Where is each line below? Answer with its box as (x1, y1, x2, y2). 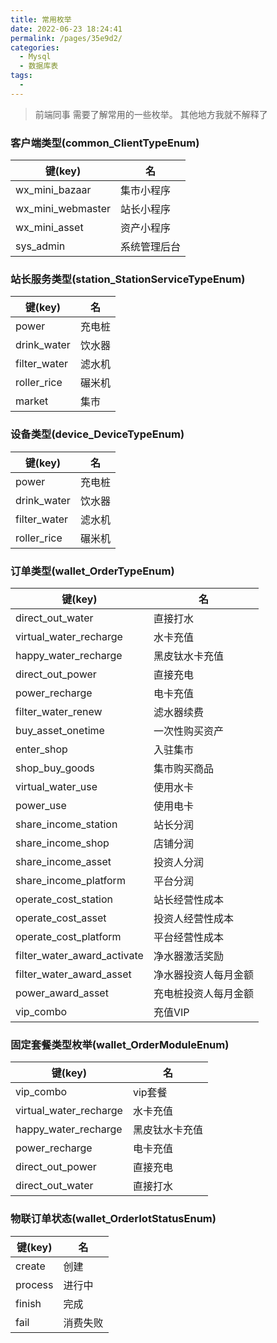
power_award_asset (15, 986, 109, 1000)
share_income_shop (15, 836, 110, 850)
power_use (15, 798, 67, 812)
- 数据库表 (19, 61, 59, 71)
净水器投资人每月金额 (153, 967, 254, 981)
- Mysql (19, 52, 52, 62)
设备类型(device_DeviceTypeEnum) (10, 427, 185, 441)
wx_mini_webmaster (15, 202, 111, 216)
